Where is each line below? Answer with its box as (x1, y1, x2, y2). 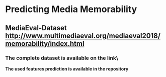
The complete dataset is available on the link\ (5, 54, 118, 61)
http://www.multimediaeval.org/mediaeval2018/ (5, 31, 161, 40)
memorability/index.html (5, 39, 85, 48)
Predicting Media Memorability (5, 4, 137, 15)
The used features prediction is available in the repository (5, 65, 129, 71)
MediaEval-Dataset (5, 24, 67, 32)
